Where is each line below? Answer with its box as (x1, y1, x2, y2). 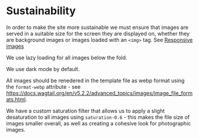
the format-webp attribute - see (6, 83, 81, 90)
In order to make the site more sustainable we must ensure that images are (6, 24, 188, 31)
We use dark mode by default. (6, 65, 80, 72)
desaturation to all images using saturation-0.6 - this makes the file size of (6, 114, 190, 121)
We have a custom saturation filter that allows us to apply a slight (6, 107, 165, 114)
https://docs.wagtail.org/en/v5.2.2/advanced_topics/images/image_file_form (6, 89, 193, 96)
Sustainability (6, 4, 76, 18)
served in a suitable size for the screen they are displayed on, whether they (6, 30, 190, 37)
